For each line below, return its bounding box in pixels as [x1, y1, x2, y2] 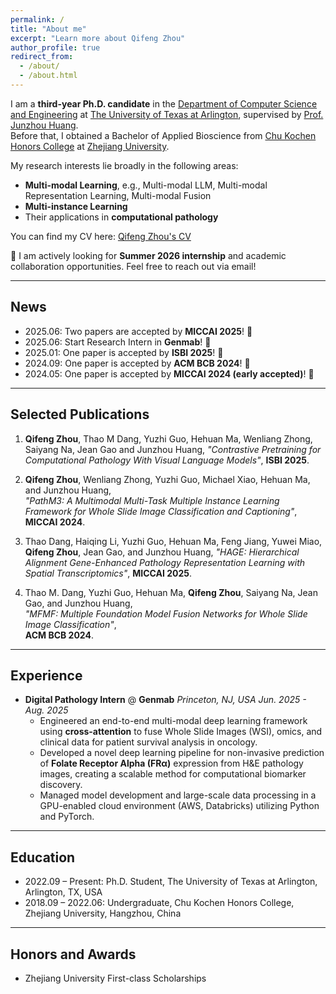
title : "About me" [10, 24, 87, 34]
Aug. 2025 [24, 704, 69, 716]
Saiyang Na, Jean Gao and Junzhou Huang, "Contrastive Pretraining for [24, 443, 322, 455]
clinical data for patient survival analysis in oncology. [39, 736, 258, 748]
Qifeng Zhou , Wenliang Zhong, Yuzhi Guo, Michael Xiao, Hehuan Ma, [24, 473, 311, 485]
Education [10, 849, 76, 866]
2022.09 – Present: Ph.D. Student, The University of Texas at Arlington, [24, 876, 318, 888]
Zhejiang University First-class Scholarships [24, 972, 207, 984]
